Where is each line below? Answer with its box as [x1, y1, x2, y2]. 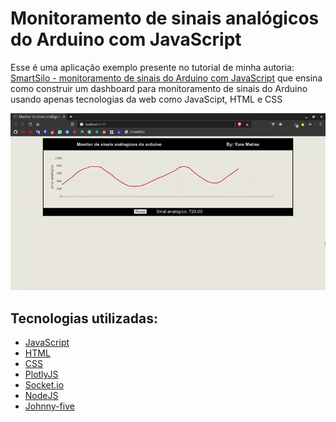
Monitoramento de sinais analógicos [10, 7, 320, 30]
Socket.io [24, 379, 65, 391]
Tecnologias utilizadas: [10, 310, 158, 327]
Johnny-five [24, 400, 75, 412]
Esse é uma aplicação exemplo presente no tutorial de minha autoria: [10, 61, 295, 73]
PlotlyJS [24, 368, 59, 381]
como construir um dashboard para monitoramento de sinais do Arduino [10, 82, 308, 94]
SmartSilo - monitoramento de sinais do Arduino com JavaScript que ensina [10, 72, 323, 84]
